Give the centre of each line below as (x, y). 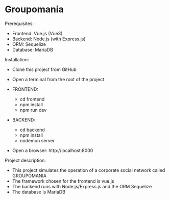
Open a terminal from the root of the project (58, 79)
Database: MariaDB (32, 49)
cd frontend (32, 99)
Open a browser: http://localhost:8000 (53, 150)
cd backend (32, 130)
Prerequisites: (19, 23)
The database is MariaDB (39, 192)
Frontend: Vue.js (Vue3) (37, 33)
